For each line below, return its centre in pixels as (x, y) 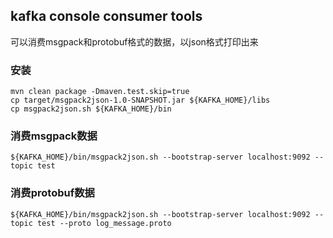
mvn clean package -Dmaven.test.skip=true (100, 92)
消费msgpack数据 (54, 136)
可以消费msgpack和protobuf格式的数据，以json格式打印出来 (134, 41)
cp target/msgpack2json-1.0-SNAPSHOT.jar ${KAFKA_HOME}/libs (140, 100)
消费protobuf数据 (52, 193)
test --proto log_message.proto (104, 223)
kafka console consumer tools (106, 16)
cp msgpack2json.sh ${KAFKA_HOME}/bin (91, 109)
